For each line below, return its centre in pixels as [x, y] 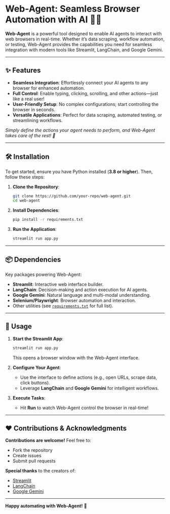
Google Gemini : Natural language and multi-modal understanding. [81, 295]
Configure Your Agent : [37, 367]
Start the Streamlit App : [38, 339]
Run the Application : [34, 229]
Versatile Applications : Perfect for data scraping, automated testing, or [87, 115]
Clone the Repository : [36, 187]
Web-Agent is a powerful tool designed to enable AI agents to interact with [83, 33]
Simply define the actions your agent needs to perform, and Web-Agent [80, 130]
